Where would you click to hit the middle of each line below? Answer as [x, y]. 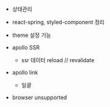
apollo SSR [26, 47]
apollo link [25, 72]
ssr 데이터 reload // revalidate [58, 60]
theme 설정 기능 [31, 35]
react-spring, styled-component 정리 [58, 22]
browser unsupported [39, 97]
